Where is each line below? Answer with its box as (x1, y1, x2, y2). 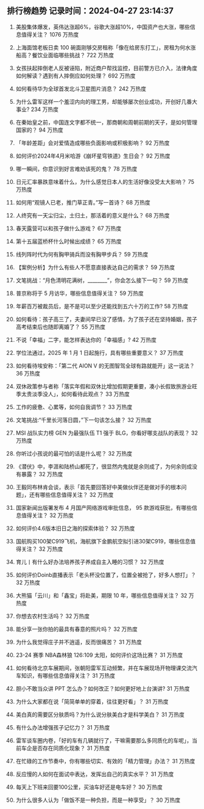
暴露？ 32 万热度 (21, 470, 63, 477)
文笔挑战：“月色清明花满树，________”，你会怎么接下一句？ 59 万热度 (15, 277, 189, 284)
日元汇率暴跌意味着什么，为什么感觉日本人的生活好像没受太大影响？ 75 (15, 178, 194, 185)
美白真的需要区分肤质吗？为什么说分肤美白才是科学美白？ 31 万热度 (15, 711, 185, 718)
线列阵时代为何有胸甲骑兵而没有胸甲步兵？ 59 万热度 (15, 250, 149, 258)
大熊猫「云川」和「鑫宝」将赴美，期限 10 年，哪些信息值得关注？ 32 (15, 592, 188, 599)
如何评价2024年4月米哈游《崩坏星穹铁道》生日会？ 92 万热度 (15, 152, 171, 159)
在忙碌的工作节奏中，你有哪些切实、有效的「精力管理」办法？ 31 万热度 (15, 757, 195, 764)
